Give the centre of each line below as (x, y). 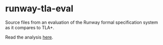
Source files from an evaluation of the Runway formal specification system (82, 22)
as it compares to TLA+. (30, 27)
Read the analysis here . (29, 37)
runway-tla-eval (39, 9)
